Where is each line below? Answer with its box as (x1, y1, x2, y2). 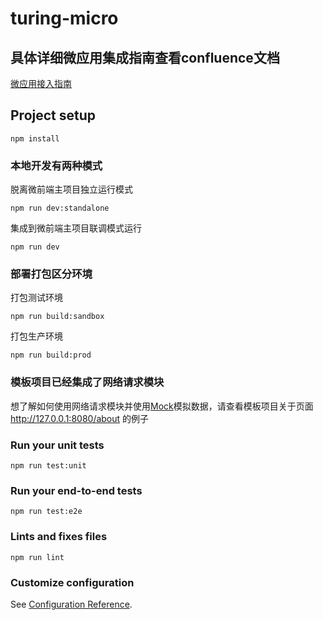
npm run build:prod (10, 350, 92, 361)
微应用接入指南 (10, 78, 72, 89)
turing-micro (10, 7, 119, 30)
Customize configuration (10, 575, 135, 589)
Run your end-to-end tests (10, 483, 143, 497)
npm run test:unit (10, 461, 87, 471)
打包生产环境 (10, 330, 63, 342)
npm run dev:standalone (10, 203, 110, 214)
